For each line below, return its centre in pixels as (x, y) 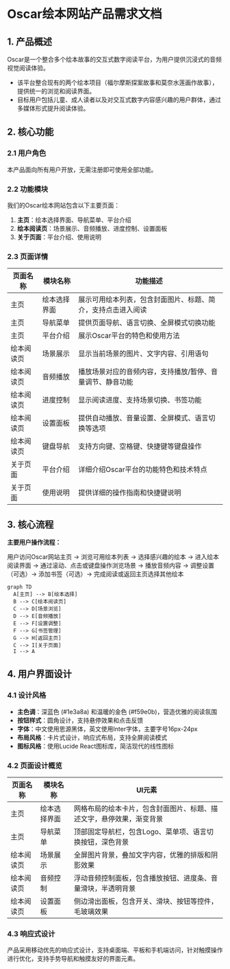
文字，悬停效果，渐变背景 (122, 819)
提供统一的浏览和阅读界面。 (56, 91)
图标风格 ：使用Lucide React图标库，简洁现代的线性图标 (95, 746)
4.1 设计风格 (27, 696)
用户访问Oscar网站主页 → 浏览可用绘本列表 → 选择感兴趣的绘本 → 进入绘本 (113, 557)
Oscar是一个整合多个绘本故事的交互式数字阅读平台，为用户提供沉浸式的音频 (115, 59)
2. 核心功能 (30, 132)
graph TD (20, 587)
